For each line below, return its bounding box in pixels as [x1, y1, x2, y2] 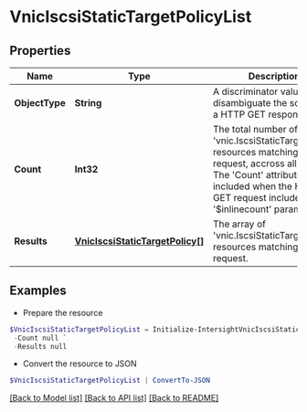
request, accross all [213, 157, 297, 170]
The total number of [213, 123, 299, 135]
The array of [213, 217, 267, 230]
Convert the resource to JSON [22, 358, 137, 369]
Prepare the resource [22, 307, 103, 318]
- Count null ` [13, 333, 68, 343]
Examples [9, 283, 67, 299]
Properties [9, 43, 71, 58]
